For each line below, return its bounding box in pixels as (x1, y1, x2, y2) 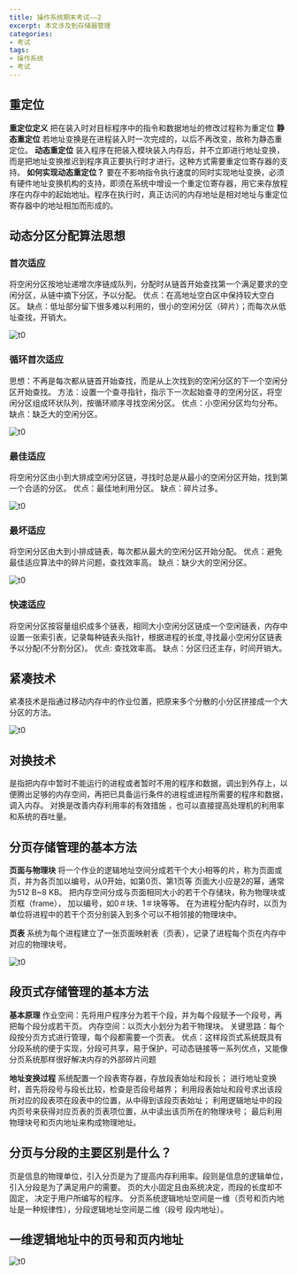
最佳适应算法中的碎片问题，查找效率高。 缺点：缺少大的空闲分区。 (9, 557, 252, 568)
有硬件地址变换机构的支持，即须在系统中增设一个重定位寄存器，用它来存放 (9, 178, 280, 189)
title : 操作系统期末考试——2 (9, 12, 102, 22)
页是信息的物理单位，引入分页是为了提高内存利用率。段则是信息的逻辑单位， (9, 1171, 288, 1181)
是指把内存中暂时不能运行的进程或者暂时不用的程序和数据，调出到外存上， (9, 778, 280, 789)
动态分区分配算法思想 (9, 228, 126, 243)
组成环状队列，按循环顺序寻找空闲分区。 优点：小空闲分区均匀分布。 (32, 398, 283, 408)
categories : (9, 29, 53, 38)
